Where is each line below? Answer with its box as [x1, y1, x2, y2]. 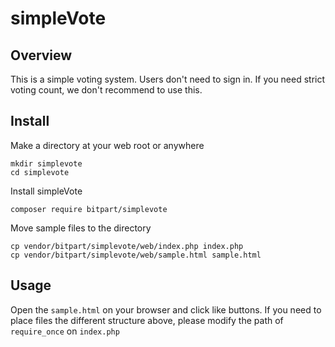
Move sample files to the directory [10, 222, 152, 234]
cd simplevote [10, 167, 70, 177]
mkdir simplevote [10, 158, 83, 169]
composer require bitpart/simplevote [10, 204, 168, 214]
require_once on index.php [10, 325, 120, 337]
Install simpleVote [10, 185, 83, 197]
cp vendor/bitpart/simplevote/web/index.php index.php [10, 241, 244, 251]
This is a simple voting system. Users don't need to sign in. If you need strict [10, 73, 326, 85]
